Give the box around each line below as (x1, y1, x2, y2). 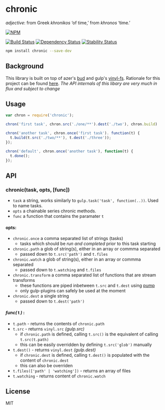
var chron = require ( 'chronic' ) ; (5, 113, 74, 118)
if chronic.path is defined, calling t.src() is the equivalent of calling (20, 331, 159, 337)
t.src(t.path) (20, 337, 49, 342)
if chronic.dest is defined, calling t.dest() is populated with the (20, 352, 150, 358)
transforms (12, 277, 35, 283)
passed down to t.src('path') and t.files (20, 251, 108, 257)
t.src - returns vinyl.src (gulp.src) (12, 326, 85, 332)
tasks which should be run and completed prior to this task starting (20, 240, 156, 247)
